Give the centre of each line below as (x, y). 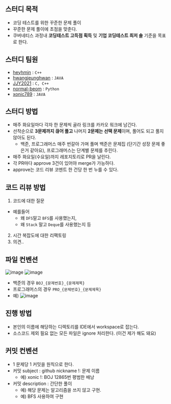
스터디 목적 (22, 9)
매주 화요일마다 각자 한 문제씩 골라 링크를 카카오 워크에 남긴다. (75, 125)
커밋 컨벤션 (22, 351)
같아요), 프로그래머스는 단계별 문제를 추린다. (74, 150)
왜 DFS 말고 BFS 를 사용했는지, (48, 218)
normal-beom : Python (36, 88)
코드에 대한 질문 (28, 201)
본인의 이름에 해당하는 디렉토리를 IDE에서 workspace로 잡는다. (76, 326)
